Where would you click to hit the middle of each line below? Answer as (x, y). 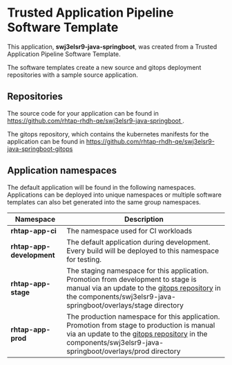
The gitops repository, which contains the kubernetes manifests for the (108, 134)
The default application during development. (138, 242)
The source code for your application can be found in (83, 113)
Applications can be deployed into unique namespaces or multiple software (115, 195)
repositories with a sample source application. (72, 75)
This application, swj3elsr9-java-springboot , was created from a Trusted (112, 46)
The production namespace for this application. (143, 317)
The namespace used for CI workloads (129, 231)
